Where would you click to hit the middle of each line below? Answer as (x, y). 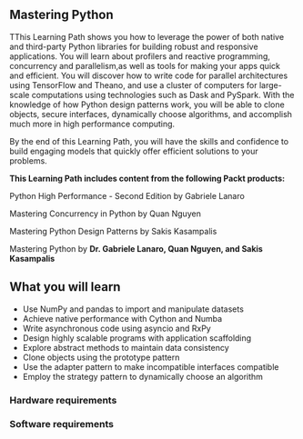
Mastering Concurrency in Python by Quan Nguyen (106, 214)
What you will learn (65, 287)
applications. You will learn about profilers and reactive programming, (140, 56)
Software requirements (62, 424)
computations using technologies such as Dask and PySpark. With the (163, 95)
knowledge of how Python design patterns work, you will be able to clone (147, 105)
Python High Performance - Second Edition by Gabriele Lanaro (127, 195)
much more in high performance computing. (92, 124)
